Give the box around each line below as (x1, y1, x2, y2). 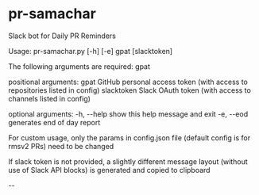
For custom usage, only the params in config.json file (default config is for (8, 132, 251, 143)
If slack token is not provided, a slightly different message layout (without (8, 156, 248, 166)
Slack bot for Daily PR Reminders (8, 31, 117, 40)
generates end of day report (8, 117, 101, 127)
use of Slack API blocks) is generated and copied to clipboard (8, 165, 211, 174)
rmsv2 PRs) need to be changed (8, 141, 114, 151)
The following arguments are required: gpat (8, 61, 151, 71)
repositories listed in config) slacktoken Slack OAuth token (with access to (8, 85, 252, 95)
